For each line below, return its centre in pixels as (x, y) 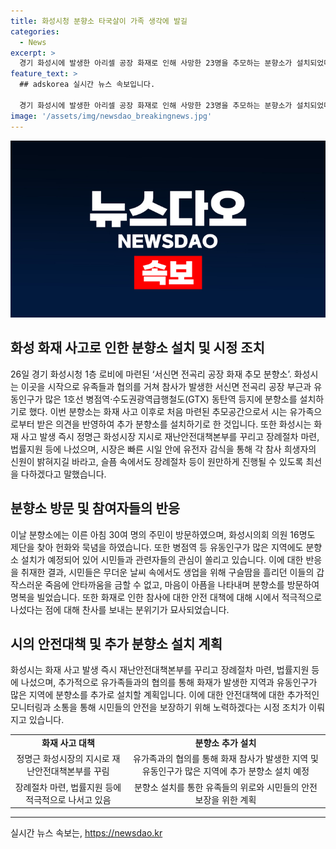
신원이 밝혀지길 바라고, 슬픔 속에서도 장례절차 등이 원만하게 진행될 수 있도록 (157, 461)
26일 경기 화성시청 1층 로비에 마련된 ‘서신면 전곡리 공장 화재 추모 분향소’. (151, 374)
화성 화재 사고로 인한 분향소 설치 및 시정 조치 (137, 348)
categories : (35, 31)
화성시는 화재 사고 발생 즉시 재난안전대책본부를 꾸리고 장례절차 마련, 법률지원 (160, 670)
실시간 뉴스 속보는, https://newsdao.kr (86, 833)
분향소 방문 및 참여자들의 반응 (95, 508)
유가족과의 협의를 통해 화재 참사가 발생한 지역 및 (226, 759)
